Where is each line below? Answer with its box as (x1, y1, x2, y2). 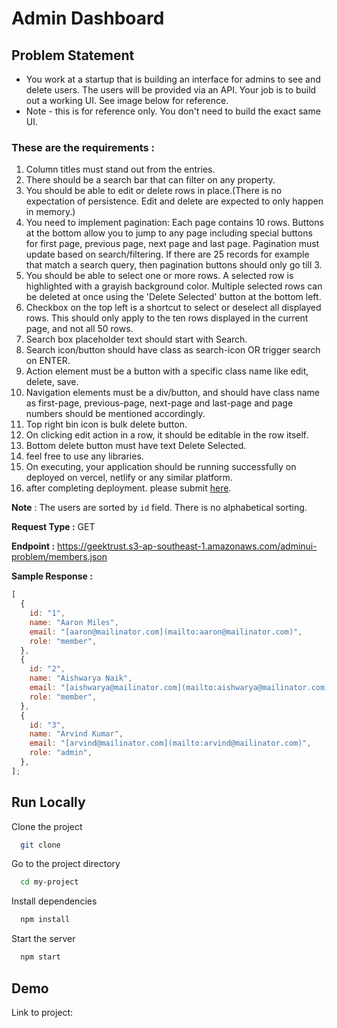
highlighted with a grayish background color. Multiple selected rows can (25, 280, 323, 292)
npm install (20, 915, 71, 925)
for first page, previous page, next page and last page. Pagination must (25, 238, 320, 250)
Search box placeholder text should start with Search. (25, 333, 248, 346)
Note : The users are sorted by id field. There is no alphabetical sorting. (11, 502, 308, 514)
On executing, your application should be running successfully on (25, 461, 297, 473)
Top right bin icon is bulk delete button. (25, 418, 188, 431)
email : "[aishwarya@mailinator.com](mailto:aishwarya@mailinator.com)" (29, 683, 334, 693)
